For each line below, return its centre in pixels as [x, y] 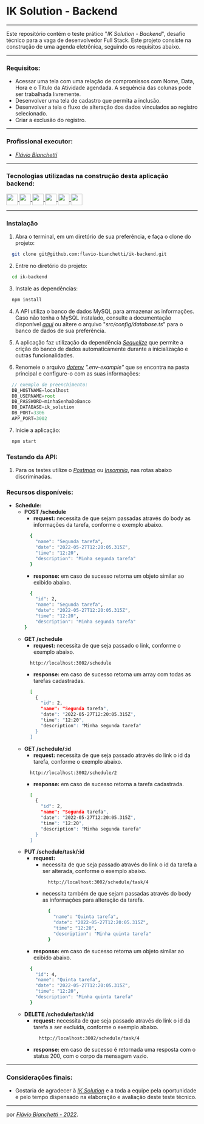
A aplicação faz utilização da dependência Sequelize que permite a [99, 342]
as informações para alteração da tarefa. [93, 900]
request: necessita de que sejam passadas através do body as [112, 518]
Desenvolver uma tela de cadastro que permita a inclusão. [88, 101]
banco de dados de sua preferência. [60, 331]
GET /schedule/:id [48, 749]
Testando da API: [32, 457]
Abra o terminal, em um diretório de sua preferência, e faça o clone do [103, 237]
